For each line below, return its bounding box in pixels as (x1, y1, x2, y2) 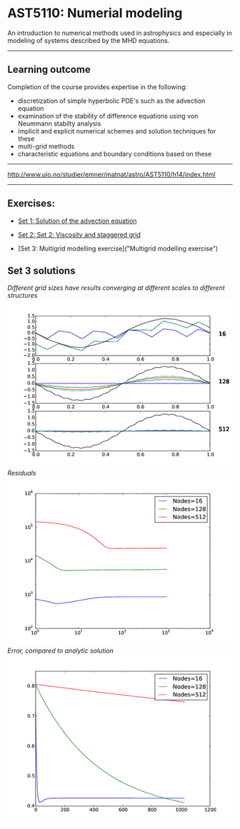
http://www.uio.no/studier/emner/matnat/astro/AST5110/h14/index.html (7, 170, 216, 179)
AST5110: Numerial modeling (7, 5, 183, 21)
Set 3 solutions (7, 264, 76, 276)
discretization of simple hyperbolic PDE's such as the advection (17, 96, 206, 105)
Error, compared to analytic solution (7, 646, 114, 655)
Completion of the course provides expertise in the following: (7, 82, 188, 91)
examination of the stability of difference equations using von (17, 111, 199, 120)
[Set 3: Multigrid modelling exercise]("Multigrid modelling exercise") (17, 244, 219, 253)
